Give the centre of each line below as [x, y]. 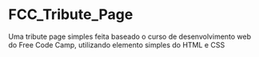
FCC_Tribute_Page [71, 15]
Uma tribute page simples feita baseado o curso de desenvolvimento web [130, 36]
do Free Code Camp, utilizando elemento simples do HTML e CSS [117, 44]
